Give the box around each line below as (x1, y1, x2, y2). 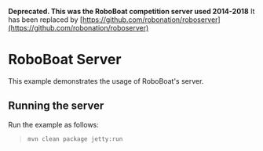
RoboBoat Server (8, 51, 122, 69)
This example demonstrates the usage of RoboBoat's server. (8, 76, 204, 85)
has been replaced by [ (8, 15, 83, 24)
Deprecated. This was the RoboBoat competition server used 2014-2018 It (8, 7, 255, 16)
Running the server (8, 99, 104, 113)
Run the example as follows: (8, 120, 100, 129)
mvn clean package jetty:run (27, 135, 123, 143)
